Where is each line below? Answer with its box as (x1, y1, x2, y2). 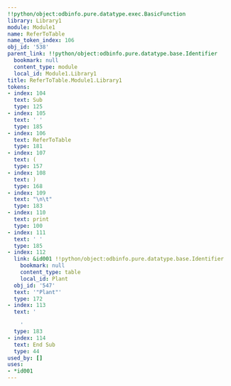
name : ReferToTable (7, 30, 65, 38)
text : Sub (14, 97, 43, 104)
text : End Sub (14, 341, 55, 348)
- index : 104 (7, 90, 46, 97)
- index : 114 (7, 334, 46, 342)
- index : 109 (7, 189, 46, 197)
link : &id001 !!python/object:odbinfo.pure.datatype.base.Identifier (14, 256, 224, 263)
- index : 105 (7, 110, 46, 117)
